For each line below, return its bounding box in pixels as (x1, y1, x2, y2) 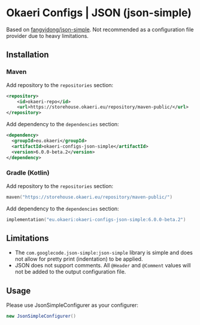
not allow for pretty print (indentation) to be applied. (14, 255, 143, 263)
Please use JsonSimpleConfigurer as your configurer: (6, 302, 139, 309)
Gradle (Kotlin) (6, 169, 50, 177)
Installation (6, 50, 49, 60)
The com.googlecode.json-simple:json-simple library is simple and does (14, 249, 193, 257)
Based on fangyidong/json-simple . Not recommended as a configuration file (6, 26, 194, 33)
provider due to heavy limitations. (6, 32, 89, 39)
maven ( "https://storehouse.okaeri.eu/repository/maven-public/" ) (6, 194, 172, 200)
